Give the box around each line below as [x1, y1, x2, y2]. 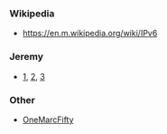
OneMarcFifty [22, 114, 74, 125]
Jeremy [9, 51, 43, 63]
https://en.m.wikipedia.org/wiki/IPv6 [22, 28, 158, 39]
